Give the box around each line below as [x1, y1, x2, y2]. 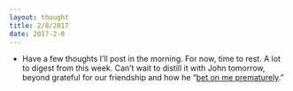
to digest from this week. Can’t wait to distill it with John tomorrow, [21, 63, 266, 73]
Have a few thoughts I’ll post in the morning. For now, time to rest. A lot [21, 54, 281, 64]
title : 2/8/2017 [9, 21, 69, 30]
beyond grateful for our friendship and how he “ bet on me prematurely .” [21, 72, 285, 83]
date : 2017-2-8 [9, 29, 66, 38]
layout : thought [9, 12, 69, 22]
